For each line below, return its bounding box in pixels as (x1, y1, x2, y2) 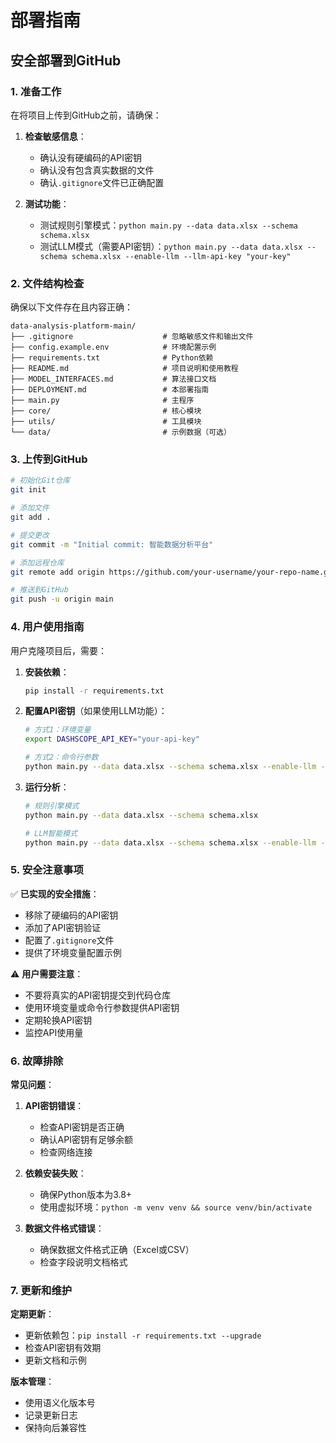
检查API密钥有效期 (24, 1342, 102, 1354)
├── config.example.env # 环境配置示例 (10, 342, 217, 353)
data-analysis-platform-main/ (10, 321, 137, 331)
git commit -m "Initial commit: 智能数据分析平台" (10, 539, 214, 550)
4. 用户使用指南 (10, 620, 85, 634)
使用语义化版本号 (24, 1397, 96, 1409)
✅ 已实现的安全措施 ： (10, 887, 100, 900)
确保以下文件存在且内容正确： (10, 301, 133, 313)
